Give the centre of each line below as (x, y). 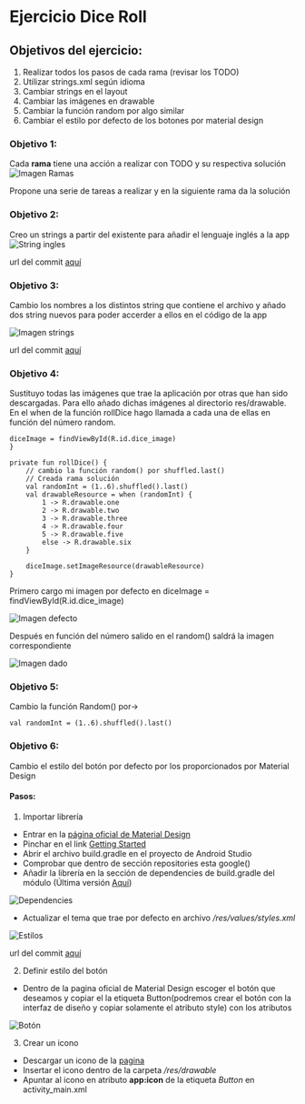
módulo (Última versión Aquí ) (77, 882)
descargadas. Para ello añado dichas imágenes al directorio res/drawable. (148, 403)
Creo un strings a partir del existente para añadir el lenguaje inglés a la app (150, 235)
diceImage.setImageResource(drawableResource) (115, 567)
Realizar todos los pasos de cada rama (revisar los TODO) (131, 72)
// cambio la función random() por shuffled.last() (125, 471)
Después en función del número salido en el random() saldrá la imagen (142, 636)
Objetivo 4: (34, 373)
